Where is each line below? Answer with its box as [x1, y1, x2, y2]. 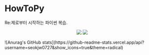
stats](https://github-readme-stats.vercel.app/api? [42, 39, 145, 45]
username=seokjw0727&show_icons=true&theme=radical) [4, 44, 123, 50]
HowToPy [4, 3, 45, 14]
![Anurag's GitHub [4, 39, 41, 45]
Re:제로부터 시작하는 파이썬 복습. [4, 19, 68, 25]
